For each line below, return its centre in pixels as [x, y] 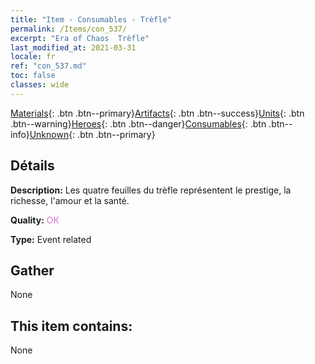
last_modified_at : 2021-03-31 [73, 47]
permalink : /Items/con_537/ [69, 29]
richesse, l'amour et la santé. [70, 200]
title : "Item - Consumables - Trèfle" [91, 19]
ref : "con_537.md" [48, 66]
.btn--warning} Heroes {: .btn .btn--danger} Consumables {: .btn [138, 123]
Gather [32, 270]
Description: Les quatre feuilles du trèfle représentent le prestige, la [151, 190]
